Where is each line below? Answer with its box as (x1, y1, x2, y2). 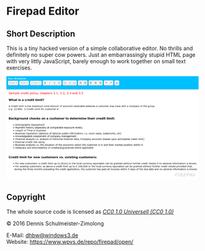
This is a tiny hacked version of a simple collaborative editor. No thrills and (6, 44, 193, 52)
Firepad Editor (6, 4, 79, 18)
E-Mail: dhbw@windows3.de (6, 232, 79, 239)
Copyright (6, 192, 46, 202)
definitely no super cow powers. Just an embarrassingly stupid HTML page (6, 51, 196, 58)
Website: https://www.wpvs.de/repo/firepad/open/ (6, 238, 134, 245)
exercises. (6, 64, 32, 71)
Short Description (6, 29, 76, 39)
